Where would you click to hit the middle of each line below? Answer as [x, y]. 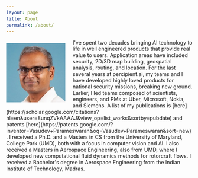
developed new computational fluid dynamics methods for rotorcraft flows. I [98, 156]
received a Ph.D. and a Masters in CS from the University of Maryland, [97, 137]
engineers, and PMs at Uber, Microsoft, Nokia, [129, 99]
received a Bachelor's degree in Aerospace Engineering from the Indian [93, 163]
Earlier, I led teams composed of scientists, [125, 93]
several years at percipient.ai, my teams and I [128, 74]
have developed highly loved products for [124, 81]
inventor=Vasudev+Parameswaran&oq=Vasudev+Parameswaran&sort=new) [99, 131]
